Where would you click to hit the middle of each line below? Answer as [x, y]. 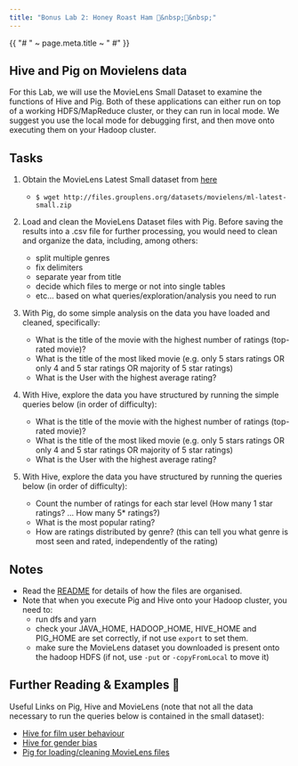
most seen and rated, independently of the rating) [126, 542]
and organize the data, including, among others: [110, 240]
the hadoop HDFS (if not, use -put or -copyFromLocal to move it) [152, 657]
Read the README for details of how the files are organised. [132, 591]
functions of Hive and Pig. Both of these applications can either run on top [145, 102]
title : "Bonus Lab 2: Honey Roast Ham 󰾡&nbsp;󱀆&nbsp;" [113, 17]
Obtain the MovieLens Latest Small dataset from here [120, 180]
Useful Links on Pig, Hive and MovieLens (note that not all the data [131, 706]
